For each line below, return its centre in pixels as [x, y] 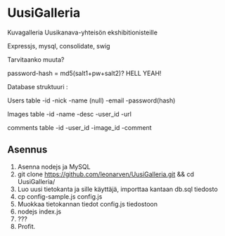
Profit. [26, 226]
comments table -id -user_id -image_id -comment [80, 127]
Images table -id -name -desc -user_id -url [70, 114]
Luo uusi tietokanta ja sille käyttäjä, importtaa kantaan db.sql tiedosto [117, 189]
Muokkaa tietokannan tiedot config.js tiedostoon [88, 204]
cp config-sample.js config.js [60, 196]
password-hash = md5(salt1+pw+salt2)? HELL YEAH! [84, 73]
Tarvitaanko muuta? [36, 59]
